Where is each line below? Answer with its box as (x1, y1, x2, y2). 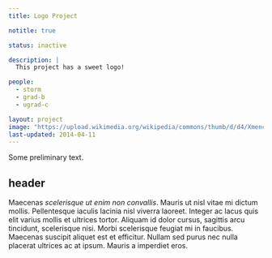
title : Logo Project (8, 11, 79, 20)
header (8, 176, 46, 190)
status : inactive (8, 41, 67, 49)
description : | (8, 56, 60, 64)
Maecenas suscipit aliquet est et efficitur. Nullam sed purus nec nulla (8, 232, 239, 242)
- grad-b (15, 93, 45, 101)
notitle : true (8, 26, 57, 35)
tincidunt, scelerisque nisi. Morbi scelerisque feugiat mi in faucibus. (8, 224, 234, 234)
